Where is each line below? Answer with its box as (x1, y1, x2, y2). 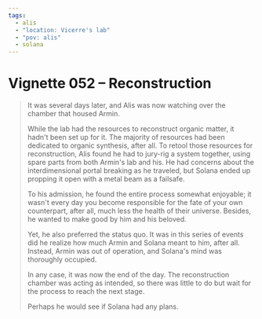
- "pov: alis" (15, 33, 61, 42)
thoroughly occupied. (27, 255, 97, 264)
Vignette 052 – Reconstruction (8, 75, 212, 93)
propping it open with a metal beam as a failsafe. (27, 174, 185, 184)
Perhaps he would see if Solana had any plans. (27, 302, 179, 311)
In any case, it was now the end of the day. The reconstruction (27, 270, 230, 280)
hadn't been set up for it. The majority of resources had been (27, 133, 225, 142)
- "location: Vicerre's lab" (15, 26, 111, 34)
